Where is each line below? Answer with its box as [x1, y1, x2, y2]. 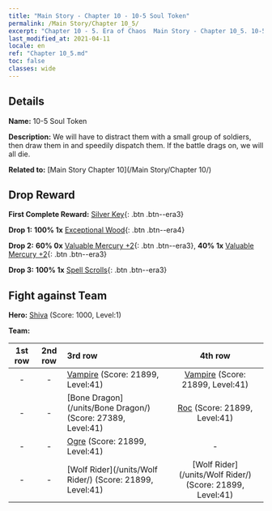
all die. [8, 149, 31, 159]
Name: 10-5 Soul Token [8, 116, 87, 126]
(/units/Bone [66, 402, 115, 414]
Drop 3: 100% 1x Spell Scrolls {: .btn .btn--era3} [8, 265, 168, 275]
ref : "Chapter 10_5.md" [8, 49, 89, 57]
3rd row [66, 350, 98, 361]
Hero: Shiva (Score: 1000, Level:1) [8, 310, 121, 320]
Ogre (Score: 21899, [66, 436, 147, 447]
